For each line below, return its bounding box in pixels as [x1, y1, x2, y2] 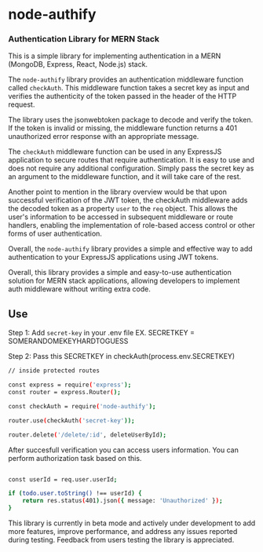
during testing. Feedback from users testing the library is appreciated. [8, 536, 235, 545]
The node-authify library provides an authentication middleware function [8, 75, 244, 84]
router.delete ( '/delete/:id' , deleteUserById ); [8, 430, 167, 439]
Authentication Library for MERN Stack [8, 34, 159, 45]
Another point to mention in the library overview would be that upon [8, 187, 228, 197]
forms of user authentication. [8, 229, 102, 239]
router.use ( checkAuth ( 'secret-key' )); [8, 416, 135, 425]
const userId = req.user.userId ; [8, 475, 118, 484]
